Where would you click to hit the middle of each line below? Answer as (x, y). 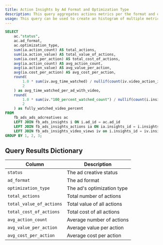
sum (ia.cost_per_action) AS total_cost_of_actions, (67, 59)
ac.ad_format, (28, 41)
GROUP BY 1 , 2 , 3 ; (24, 136)
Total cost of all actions (93, 212)
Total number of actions (94, 196)
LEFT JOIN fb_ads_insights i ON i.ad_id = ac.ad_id (67, 122)
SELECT (12, 32)
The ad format (83, 180)
